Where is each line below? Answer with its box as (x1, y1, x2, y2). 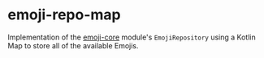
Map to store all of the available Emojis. (7, 40, 139, 50)
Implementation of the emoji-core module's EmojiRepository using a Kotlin (7, 32, 257, 42)
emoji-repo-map (7, 6, 121, 24)
